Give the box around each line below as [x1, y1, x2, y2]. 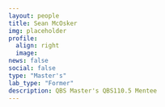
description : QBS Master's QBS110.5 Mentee [8, 86, 158, 95]
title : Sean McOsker [8, 19, 78, 27]
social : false [8, 64, 57, 72]
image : [15, 49, 38, 57]
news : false [8, 57, 49, 65]
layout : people [8, 11, 60, 20]
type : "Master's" [8, 72, 67, 80]
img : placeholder [8, 27, 67, 35]
